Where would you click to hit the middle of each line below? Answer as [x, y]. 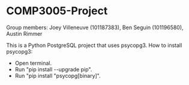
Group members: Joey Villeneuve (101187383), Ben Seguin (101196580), [95, 27]
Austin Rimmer [24, 33]
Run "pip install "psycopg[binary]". [58, 75]
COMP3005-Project [57, 11]
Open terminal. [33, 63]
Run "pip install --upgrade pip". [53, 69]
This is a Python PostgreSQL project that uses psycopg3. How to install [94, 45]
